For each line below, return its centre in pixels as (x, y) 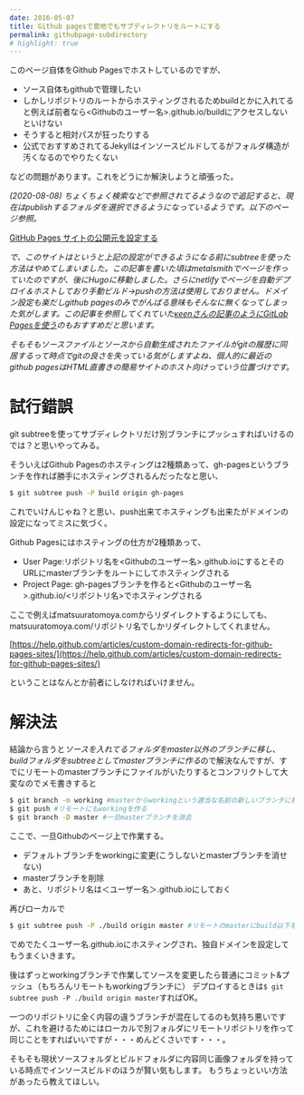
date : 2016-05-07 (42, 18)
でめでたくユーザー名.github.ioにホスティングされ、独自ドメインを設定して (149, 943)
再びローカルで (37, 908)
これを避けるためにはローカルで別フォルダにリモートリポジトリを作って (160, 1028)
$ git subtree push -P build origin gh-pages (96, 494)
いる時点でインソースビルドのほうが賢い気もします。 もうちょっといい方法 (148, 1070)
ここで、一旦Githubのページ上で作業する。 (89, 836)
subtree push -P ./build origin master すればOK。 (106, 997)
